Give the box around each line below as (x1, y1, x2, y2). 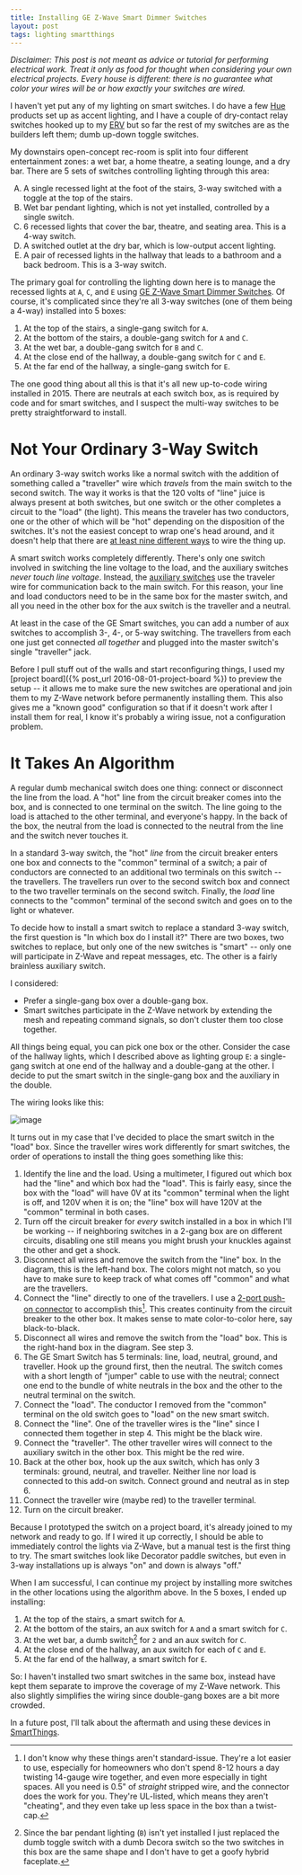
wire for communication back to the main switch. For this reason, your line (10, 582, 284, 592)
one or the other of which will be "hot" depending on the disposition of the (10, 516, 285, 527)
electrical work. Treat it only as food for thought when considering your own (10, 64, 292, 75)
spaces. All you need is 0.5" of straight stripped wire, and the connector (22, 1781, 290, 1791)
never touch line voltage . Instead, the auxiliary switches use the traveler (10, 572, 276, 582)
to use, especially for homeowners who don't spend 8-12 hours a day (22, 1762, 280, 1773)
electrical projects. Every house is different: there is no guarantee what (10, 74, 273, 84)
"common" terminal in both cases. (22, 1206, 150, 1218)
